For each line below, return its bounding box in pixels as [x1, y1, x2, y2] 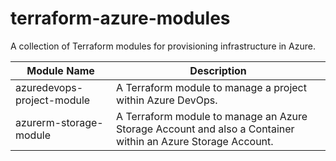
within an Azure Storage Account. [116, 134, 274, 148]
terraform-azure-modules [10, 7, 231, 30]
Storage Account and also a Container [116, 122, 295, 136]
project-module [15, 93, 91, 107]
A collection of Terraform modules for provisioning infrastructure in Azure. [10, 40, 316, 52]
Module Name [26, 63, 95, 77]
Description [189, 63, 247, 77]
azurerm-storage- [15, 115, 104, 129]
